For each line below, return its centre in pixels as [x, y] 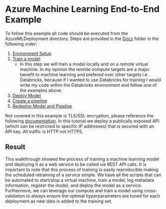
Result [15, 147]
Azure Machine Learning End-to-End [82, 9]
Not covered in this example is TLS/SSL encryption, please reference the [79, 115]
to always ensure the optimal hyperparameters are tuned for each [93, 196]
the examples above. [41, 90]
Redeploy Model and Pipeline [42, 106]
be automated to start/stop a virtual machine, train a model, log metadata [80, 180]
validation [15, 196]
